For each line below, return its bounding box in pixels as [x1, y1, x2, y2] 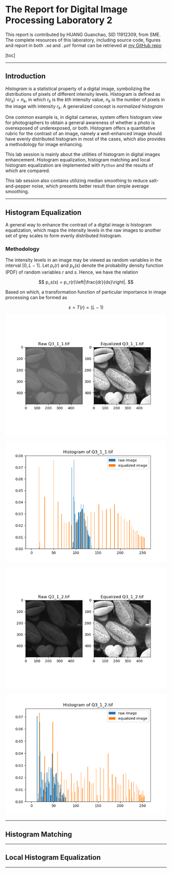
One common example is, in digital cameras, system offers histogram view [5, 114, 162, 120]
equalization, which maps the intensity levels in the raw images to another [5, 227, 161, 234]
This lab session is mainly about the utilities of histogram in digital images [5, 151, 160, 157]
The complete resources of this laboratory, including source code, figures [5, 37, 161, 43]
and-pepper [5, 183, 31, 189]
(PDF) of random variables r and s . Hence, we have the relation [5, 269, 138, 275]
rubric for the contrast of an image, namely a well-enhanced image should [5, 131, 162, 137]
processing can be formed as [5, 295, 68, 301]
